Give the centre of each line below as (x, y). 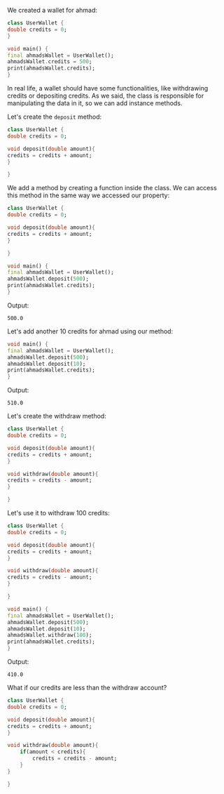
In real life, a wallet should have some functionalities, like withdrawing (108, 88)
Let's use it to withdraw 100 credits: (58, 513)
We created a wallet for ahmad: (52, 10)
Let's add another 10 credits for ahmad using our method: (90, 331)
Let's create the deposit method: (55, 117)
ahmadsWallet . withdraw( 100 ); (50, 635)
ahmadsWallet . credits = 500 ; (50, 62)
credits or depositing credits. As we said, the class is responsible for (106, 95)
